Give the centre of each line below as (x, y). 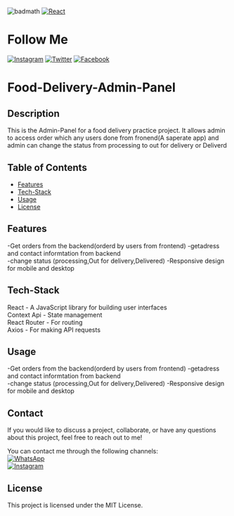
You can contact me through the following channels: (83, 451)
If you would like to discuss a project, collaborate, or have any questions (112, 430)
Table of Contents (47, 168)
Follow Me (38, 40)
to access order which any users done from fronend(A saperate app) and (113, 138)
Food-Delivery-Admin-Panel (91, 88)
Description (33, 114)
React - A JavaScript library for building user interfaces (87, 307)
